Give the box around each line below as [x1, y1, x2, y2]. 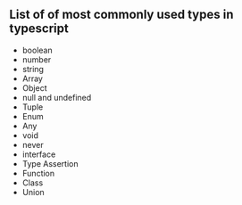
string [21, 63, 45, 74]
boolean [21, 45, 53, 55]
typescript [9, 21, 69, 37]
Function [21, 168, 55, 178]
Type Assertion [21, 158, 79, 168]
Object [21, 82, 47, 93]
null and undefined [21, 92, 92, 102]
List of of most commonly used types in [9, 7, 234, 22]
